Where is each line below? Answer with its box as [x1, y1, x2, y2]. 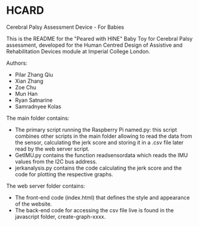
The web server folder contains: [6, 182, 86, 189]
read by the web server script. [14, 145, 90, 152]
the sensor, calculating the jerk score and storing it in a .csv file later [14, 138, 184, 146]
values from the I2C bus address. [14, 158, 98, 165]
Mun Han [14, 90, 38, 97]
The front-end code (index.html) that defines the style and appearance [14, 194, 190, 201]
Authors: [6, 59, 28, 67]
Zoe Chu [14, 83, 37, 91]
